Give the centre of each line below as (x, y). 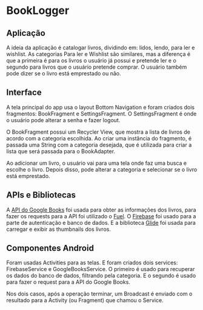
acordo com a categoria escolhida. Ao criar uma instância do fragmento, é (99, 138)
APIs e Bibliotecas (41, 195)
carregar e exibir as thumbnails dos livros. (58, 229)
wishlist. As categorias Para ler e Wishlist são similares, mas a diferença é (98, 54)
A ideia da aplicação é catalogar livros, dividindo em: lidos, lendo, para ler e (101, 47)
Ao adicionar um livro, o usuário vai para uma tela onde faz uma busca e (97, 163)
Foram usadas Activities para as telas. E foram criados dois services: (92, 263)
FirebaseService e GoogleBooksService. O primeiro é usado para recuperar (101, 269)
